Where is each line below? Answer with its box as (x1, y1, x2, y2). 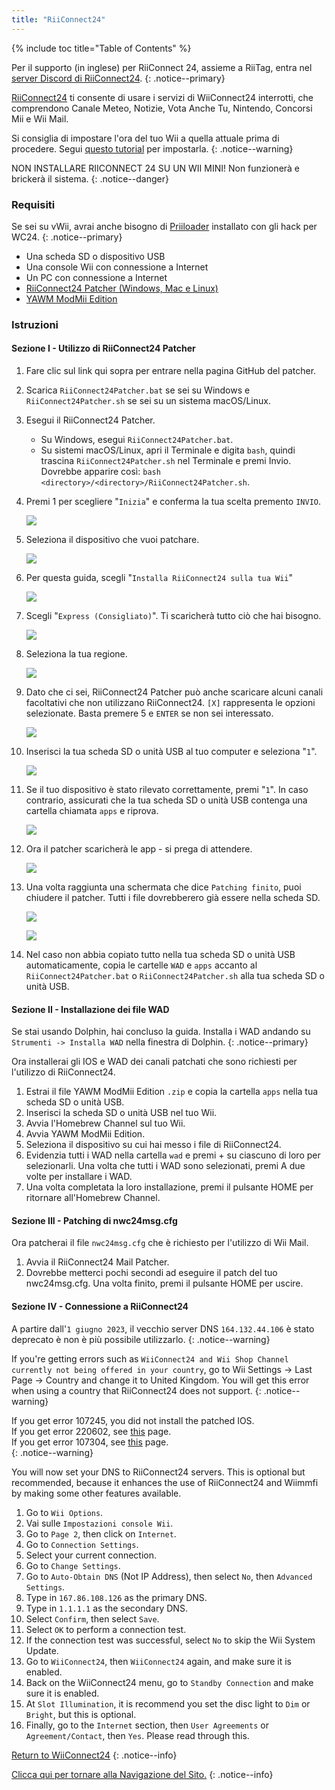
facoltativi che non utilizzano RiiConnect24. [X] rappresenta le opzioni (25, 697, 316, 709)
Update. (25, 1644, 59, 1656)
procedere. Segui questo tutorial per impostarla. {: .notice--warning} (11, 142, 294, 155)
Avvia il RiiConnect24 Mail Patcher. (25, 1256, 170, 1268)
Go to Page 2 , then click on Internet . (25, 1527, 177, 1540)
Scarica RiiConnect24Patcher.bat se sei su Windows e (25, 384, 251, 396)
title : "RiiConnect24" (11, 14, 106, 25)
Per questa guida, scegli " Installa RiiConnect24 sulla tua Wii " (25, 572, 294, 584)
